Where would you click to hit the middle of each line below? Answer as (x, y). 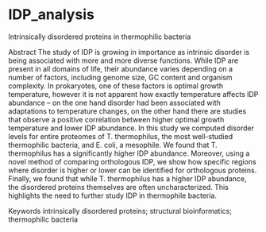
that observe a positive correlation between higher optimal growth (116, 119)
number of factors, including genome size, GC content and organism (120, 77)
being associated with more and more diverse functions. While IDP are (123, 60)
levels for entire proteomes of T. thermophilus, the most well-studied (120, 136)
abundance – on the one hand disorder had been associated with (114, 102)
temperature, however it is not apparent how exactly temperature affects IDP (133, 94)
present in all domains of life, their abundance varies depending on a (120, 68)
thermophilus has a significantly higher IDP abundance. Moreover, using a (129, 153)
